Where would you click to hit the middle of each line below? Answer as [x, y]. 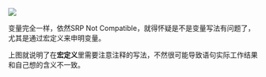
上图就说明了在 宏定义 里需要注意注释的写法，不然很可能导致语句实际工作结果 [133, 55]
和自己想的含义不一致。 [46, 65]
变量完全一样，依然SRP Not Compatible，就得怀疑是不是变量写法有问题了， [131, 28]
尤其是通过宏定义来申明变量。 [57, 38]
